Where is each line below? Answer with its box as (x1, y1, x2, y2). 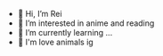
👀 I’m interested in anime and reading (17, 18, 155, 28)
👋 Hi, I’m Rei (17, 9, 62, 19)
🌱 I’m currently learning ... (17, 28, 113, 37)
